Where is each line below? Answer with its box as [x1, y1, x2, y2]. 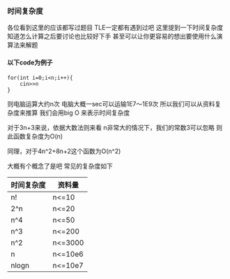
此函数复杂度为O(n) [7, 131, 63, 141]
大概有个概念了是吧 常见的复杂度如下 [7, 162, 113, 170]
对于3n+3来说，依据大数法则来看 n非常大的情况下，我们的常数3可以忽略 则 [7, 123, 223, 131]
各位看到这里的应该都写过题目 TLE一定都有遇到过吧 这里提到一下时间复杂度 [7, 23, 224, 32]
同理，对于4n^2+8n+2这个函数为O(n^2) [7, 147, 121, 155]
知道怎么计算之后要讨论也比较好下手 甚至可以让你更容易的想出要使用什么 [7, 32, 217, 41]
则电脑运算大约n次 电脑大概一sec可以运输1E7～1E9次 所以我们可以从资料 [7, 99, 215, 108]
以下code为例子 [7, 58, 53, 66]
